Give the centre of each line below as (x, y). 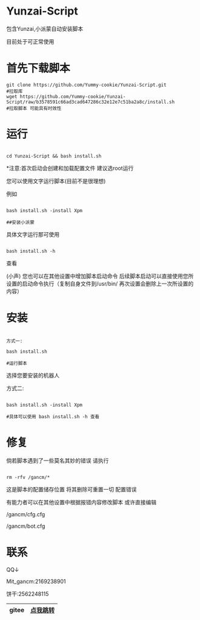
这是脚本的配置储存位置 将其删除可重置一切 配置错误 (72, 489)
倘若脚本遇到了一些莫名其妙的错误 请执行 (58, 460)
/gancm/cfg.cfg (26, 514)
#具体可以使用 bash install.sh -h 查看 (53, 416)
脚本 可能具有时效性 (40, 108)
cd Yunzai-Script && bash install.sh (54, 156)
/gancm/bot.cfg (26, 526)
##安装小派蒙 (20, 222)
